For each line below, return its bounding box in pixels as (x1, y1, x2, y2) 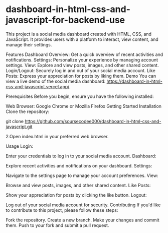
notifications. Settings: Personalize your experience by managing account (6, 56, 158, 63)
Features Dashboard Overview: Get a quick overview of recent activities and (6, 51, 163, 57)
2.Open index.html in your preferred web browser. (6, 133, 109, 139)
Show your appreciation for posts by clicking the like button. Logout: (6, 192, 147, 198)
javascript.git (6, 124, 33, 130)
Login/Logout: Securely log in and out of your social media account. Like (6, 67, 156, 74)
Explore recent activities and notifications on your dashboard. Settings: (6, 162, 152, 168)
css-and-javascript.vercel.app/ (6, 83, 70, 89)
